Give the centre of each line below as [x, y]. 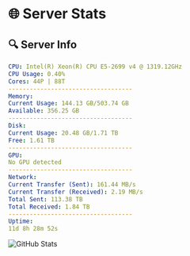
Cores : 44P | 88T [37, 81]
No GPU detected [35, 162]
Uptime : [21, 222]
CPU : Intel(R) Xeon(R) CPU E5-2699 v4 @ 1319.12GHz [95, 67]
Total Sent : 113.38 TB [46, 199]
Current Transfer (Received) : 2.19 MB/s [76, 192]
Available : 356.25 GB [44, 111]
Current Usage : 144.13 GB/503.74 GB [68, 104]
